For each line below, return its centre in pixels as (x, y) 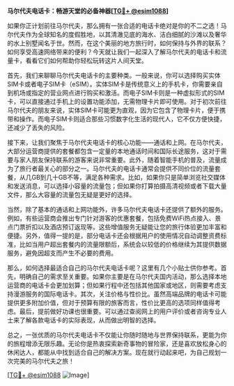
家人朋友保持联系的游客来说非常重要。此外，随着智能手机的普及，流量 (120, 160)
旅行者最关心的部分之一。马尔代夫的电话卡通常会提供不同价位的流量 (117, 169)
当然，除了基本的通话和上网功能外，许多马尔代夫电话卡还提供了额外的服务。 (117, 209)
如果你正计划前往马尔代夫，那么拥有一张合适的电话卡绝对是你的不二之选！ (114, 26)
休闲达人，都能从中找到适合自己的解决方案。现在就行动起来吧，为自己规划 (114, 352)
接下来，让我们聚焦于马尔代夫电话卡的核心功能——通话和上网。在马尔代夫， (117, 142)
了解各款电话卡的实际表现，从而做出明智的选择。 (89, 320)
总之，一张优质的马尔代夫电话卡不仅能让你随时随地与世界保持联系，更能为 (114, 335)
